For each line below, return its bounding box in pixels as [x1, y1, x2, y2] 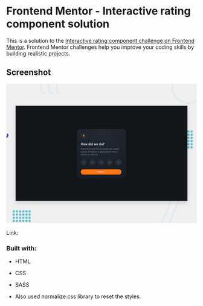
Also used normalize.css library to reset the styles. [14, 293, 141, 300]
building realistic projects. [6, 49, 71, 57]
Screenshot [6, 68, 51, 78]
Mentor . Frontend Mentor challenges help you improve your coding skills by [6, 43, 195, 51]
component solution [6, 17, 110, 31]
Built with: [6, 244, 37, 252]
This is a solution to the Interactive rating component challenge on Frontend [6, 37, 195, 44]
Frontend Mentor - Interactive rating [6, 4, 192, 18]
